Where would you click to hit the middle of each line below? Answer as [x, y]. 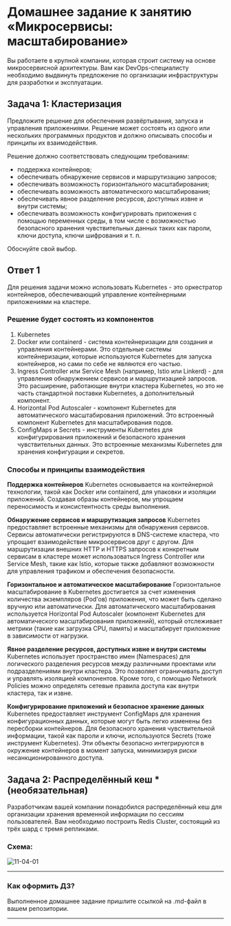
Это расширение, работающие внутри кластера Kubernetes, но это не [120, 385]
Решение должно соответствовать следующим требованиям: [98, 156]
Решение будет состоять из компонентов [80, 319]
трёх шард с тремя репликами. [53, 829]
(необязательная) [47, 790]
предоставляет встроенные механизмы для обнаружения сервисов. [108, 527]
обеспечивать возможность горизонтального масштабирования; [113, 184]
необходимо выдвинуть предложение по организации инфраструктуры [113, 75]
